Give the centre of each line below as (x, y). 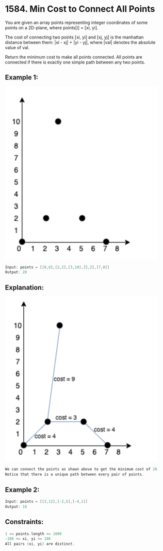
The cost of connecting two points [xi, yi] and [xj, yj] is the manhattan (74, 37)
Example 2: (22, 490)
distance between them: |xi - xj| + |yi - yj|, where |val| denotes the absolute (80, 42)
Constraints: (24, 522)
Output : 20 (16, 272)
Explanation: (24, 287)
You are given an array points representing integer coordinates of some (76, 22)
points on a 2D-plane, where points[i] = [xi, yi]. (52, 27)
